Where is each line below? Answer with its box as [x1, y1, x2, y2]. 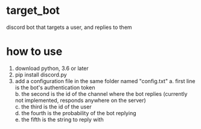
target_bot [6, 4, 60, 17]
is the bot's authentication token [14, 84, 95, 91]
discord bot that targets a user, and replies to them [6, 24, 132, 31]
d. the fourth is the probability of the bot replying [14, 109, 136, 116]
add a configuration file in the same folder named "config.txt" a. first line [14, 77, 196, 84]
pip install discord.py [14, 71, 68, 78]
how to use [6, 45, 63, 58]
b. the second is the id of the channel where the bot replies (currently [14, 90, 188, 97]
